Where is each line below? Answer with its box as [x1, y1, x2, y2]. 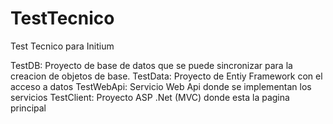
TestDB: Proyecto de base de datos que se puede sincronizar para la [10, 59, 293, 71]
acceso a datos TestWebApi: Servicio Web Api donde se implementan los [10, 80, 312, 92]
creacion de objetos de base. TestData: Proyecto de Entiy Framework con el [10, 70, 323, 82]
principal [10, 102, 47, 114]
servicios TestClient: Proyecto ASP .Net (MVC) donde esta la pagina [10, 91, 290, 103]
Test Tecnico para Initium [10, 40, 115, 52]
